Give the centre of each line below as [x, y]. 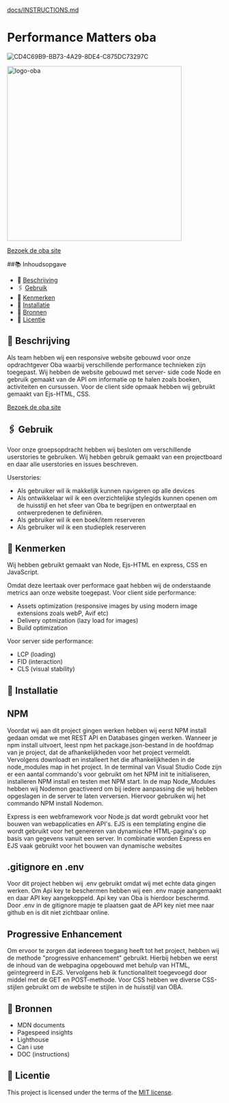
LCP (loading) [36, 654]
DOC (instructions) [43, 1054]
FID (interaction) [40, 662]
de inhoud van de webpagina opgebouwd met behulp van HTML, [98, 965]
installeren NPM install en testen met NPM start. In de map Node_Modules [111, 781]
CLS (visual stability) [46, 669]
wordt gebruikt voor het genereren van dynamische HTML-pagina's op [107, 831]
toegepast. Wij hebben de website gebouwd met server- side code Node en [114, 372]
